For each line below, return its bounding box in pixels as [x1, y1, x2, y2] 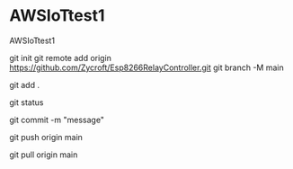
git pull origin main [9, 149, 78, 160]
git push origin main [9, 131, 84, 142]
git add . [9, 79, 40, 90]
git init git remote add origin [9, 52, 112, 63]
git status [9, 96, 44, 108]
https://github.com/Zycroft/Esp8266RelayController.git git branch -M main [9, 62, 285, 73]
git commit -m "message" [9, 114, 105, 125]
